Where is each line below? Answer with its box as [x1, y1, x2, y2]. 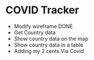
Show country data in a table [13, 41, 83, 48]
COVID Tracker [5, 3, 79, 17]
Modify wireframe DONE [13, 23, 74, 30]
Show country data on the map [13, 35, 89, 42]
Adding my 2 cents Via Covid [13, 47, 84, 54]
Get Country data [13, 29, 56, 36]
